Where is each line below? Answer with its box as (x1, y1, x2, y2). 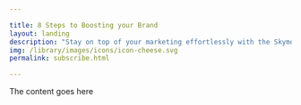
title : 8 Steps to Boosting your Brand (9, 20, 159, 29)
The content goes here (9, 86, 94, 97)
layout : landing (9, 28, 70, 38)
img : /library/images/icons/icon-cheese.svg (9, 45, 178, 54)
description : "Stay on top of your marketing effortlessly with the (9, 37, 271, 46)
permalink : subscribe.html (9, 54, 110, 63)
